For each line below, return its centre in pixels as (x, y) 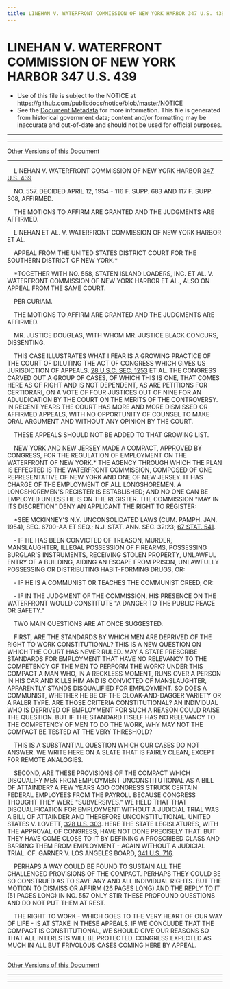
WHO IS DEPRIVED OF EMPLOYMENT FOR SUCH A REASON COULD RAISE (114, 710)
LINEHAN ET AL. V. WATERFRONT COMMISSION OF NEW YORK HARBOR (117, 232)
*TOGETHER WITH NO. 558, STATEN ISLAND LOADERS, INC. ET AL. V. (113, 273)
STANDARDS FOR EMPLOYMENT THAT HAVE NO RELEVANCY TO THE (107, 658)
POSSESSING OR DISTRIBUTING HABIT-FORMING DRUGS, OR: (96, 569)
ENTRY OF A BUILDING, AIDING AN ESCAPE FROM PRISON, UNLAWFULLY (113, 562)
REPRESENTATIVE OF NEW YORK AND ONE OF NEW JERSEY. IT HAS (105, 477)
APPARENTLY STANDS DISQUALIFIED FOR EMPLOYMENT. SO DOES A (107, 688)
